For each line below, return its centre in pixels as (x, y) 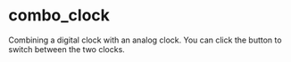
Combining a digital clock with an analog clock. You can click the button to (145, 40)
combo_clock (59, 15)
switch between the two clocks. (67, 49)
